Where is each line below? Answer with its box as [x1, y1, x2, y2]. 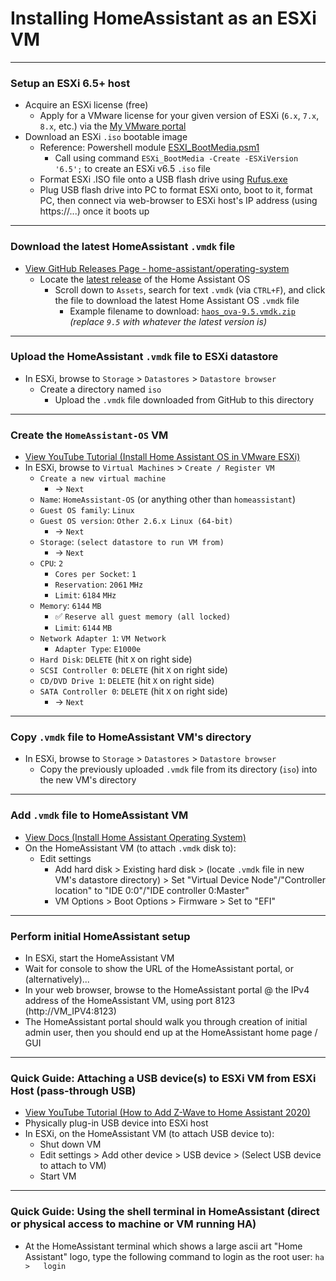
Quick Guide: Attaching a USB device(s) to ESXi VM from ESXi [10, 1071, 317, 1085]
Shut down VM [39, 1138, 102, 1151]
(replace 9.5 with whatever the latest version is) [69, 315, 267, 327]
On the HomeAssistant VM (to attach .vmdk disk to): [24, 842, 237, 854]
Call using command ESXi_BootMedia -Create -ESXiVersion [54, 152, 299, 164]
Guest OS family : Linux [39, 504, 135, 516]
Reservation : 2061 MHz [54, 578, 144, 591]
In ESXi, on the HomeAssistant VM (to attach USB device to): [24, 1128, 275, 1140]
